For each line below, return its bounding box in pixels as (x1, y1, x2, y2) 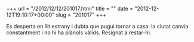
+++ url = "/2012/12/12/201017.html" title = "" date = (6, 5, 134, 12)
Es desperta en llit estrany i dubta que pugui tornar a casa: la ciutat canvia (6, 23, 189, 30)
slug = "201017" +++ (56, 11, 107, 18)
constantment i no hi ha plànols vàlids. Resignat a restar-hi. (6, 29, 152, 36)
